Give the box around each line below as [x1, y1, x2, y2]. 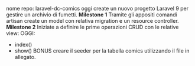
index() [14, 41, 32, 48]
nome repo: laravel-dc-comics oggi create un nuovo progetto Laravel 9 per [6, 5, 189, 12]
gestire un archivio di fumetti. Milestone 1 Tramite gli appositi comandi [6, 11, 177, 18]
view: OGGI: [6, 30, 35, 37]
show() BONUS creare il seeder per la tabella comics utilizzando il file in [14, 47, 190, 54]
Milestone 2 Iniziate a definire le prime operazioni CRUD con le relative [6, 23, 179, 30]
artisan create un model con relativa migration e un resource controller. [6, 18, 179, 24]
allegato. [14, 54, 36, 60]
